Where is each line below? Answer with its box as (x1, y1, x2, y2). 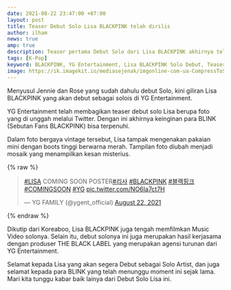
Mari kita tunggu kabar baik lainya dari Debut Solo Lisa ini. (7, 274, 172, 282)
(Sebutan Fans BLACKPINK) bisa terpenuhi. (7, 122, 131, 130)
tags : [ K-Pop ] (7, 55, 48, 62)
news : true (7, 36, 38, 43)
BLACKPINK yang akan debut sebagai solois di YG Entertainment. (7, 93, 192, 102)
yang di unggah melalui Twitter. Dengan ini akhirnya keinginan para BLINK (7, 114, 217, 122)
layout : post (7, 16, 45, 23)
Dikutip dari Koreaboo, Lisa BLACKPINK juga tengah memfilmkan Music (7, 225, 210, 233)
